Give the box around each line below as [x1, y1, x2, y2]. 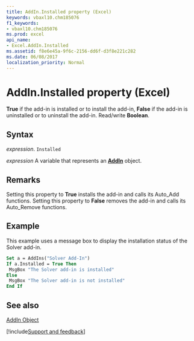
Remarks [6, 175, 41, 185]
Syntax [6, 129, 34, 140]
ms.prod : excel [6, 31, 45, 37]
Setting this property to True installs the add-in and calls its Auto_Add [6, 191, 180, 198]
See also [6, 300, 39, 310]
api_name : [6, 37, 31, 43]
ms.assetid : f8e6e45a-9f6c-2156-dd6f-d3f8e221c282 [6, 48, 136, 54]
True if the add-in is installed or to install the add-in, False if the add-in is [6, 105, 188, 112]
